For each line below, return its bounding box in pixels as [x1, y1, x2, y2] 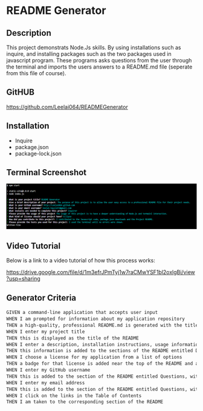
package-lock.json [14, 150, 62, 157]
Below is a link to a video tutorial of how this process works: [6, 257, 156, 264]
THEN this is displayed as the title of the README [6, 335, 139, 341]
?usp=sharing [6, 275, 40, 282]
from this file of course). [6, 70, 66, 76]
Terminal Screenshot [6, 167, 87, 178]
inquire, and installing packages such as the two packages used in [6, 50, 172, 58]
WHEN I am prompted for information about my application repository [6, 316, 185, 322]
